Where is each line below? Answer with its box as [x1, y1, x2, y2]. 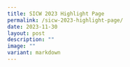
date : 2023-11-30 [7, 23, 58, 30]
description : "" [7, 36, 55, 43]
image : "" [7, 43, 36, 50]
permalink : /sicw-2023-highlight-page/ [7, 17, 124, 24]
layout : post [7, 29, 45, 37]
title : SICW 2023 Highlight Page [7, 10, 105, 17]
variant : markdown [7, 50, 61, 57]
